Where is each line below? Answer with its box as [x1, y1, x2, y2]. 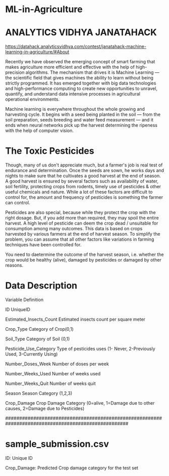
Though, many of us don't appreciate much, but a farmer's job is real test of [5, 162, 163, 168]
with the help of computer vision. [5, 127, 74, 134]
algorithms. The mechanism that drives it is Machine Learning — [25, 69, 160, 75]
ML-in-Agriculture [5, 4, 83, 15]
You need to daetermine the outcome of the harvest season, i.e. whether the [5, 251, 164, 257]
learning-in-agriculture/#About [5, 49, 70, 55]
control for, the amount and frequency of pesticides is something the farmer [5, 194, 163, 200]
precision [5, 69, 25, 75]
